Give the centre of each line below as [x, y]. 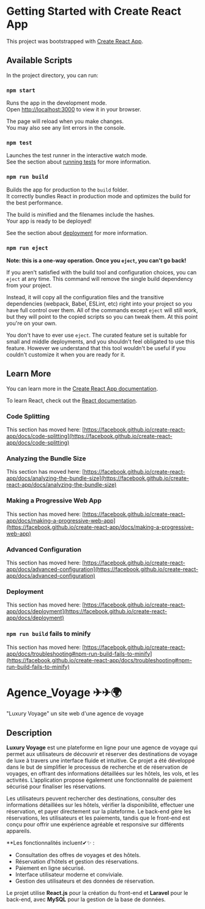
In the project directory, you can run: [52, 75]
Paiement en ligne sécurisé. [50, 868]
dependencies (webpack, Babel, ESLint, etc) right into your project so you [99, 304]
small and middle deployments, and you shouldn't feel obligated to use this [101, 342]
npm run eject [27, 248]
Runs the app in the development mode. [57, 103]
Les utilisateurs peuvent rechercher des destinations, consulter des [91, 799]
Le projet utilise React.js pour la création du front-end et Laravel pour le [97, 893]
